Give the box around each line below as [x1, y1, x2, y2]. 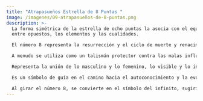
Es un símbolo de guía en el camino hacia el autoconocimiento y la [11, 75, 188, 81]
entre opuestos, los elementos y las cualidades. [11, 31, 139, 37]
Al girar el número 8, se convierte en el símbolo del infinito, [11, 85, 180, 91]
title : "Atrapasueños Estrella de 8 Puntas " [6, 8, 123, 15]
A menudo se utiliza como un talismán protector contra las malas [11, 53, 182, 59]
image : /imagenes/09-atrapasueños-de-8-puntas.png [6, 14, 137, 20]
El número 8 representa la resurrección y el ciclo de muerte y [11, 42, 177, 48]
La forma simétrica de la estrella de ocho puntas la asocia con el [11, 25, 188, 32]
